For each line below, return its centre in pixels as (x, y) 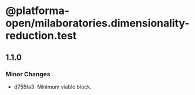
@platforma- (38, 11)
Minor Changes (28, 74)
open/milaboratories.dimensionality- (97, 23)
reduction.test (41, 36)
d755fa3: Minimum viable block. (53, 87)
